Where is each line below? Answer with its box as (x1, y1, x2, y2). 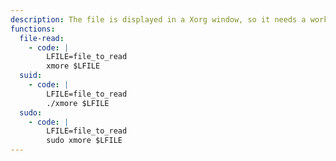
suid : (19, 71, 43, 81)
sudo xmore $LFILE (46, 136, 123, 146)
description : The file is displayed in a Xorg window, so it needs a (10, 14, 307, 25)
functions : (10, 24, 56, 34)
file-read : (19, 33, 65, 43)
